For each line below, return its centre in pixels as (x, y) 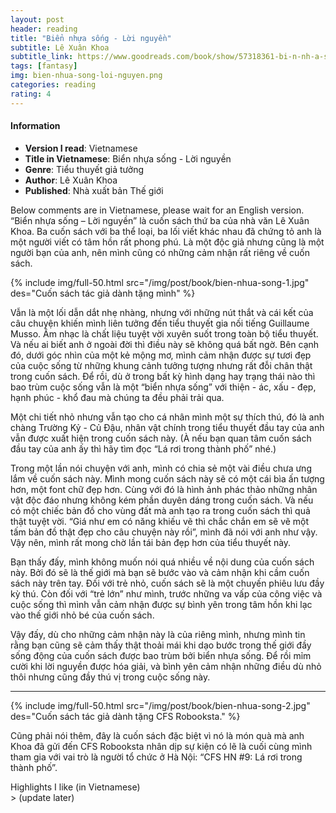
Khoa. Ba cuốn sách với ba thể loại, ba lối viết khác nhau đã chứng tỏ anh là (166, 231)
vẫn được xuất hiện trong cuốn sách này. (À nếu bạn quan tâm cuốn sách (161, 438)
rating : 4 (31, 94)
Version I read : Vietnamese (81, 148)
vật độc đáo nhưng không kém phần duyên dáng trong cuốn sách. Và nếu (162, 500)
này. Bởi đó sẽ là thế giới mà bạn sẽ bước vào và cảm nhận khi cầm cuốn (160, 572)
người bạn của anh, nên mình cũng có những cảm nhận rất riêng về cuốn (160, 252)
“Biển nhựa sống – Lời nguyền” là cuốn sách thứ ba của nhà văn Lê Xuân (160, 220)
